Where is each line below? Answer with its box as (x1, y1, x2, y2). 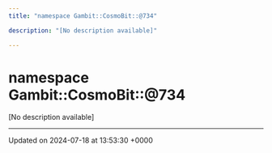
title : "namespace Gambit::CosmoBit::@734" (8, 11, 158, 20)
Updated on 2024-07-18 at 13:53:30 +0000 (8, 135, 154, 146)
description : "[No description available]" (8, 26, 158, 35)
